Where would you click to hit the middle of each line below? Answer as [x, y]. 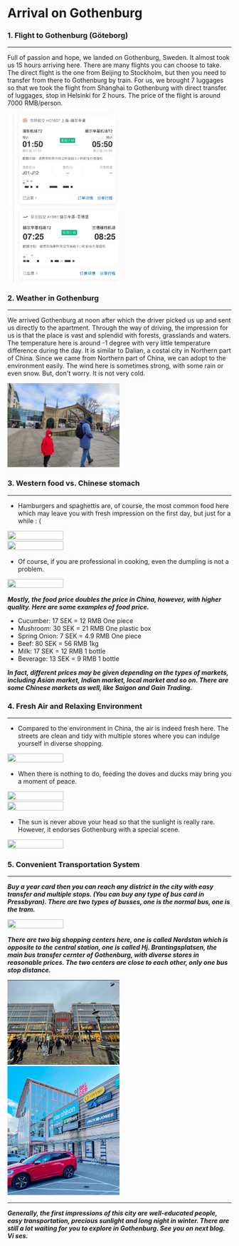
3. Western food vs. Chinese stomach [74, 483]
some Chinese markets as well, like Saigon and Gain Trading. [100, 687]
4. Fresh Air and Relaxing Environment [75, 706]
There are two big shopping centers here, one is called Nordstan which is [118, 940]
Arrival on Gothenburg [75, 13]
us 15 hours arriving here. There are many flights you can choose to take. [115, 65]
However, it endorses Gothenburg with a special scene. [99, 830]
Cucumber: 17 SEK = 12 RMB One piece [75, 621]
